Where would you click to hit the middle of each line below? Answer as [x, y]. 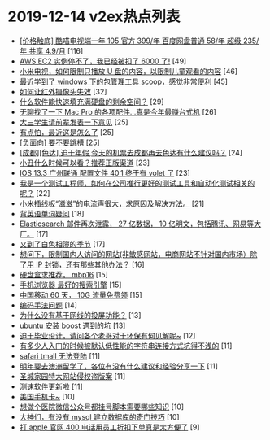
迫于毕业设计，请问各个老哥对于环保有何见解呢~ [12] [107, 335]
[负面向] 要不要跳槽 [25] [59, 142]
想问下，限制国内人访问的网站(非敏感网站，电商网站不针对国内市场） [135, 254]
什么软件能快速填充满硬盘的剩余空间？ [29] [91, 102]
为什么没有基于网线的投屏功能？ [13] [80, 315]
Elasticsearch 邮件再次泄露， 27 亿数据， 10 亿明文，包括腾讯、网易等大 [140, 224]
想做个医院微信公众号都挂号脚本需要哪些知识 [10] [102, 407]
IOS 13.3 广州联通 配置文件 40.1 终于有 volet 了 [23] [105, 172]
